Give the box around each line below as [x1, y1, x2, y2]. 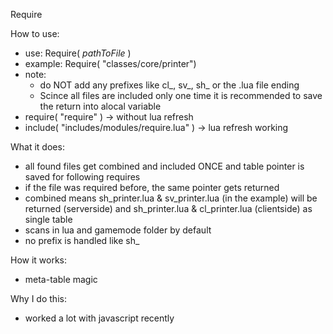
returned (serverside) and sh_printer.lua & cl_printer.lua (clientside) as [24, 203, 313, 214]
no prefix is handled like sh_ [24, 235, 140, 246]
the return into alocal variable [39, 100, 162, 112]
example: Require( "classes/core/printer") [24, 58, 197, 69]
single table [24, 214, 73, 225]
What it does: [10, 141, 65, 153]
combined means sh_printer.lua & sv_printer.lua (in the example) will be [24, 192, 318, 204]
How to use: [10, 28, 60, 39]
